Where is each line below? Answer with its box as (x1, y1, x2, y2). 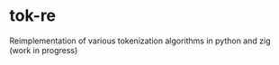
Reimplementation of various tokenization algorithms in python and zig (9, 35, 271, 46)
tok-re (9, 5, 57, 26)
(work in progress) (9, 44, 78, 55)
